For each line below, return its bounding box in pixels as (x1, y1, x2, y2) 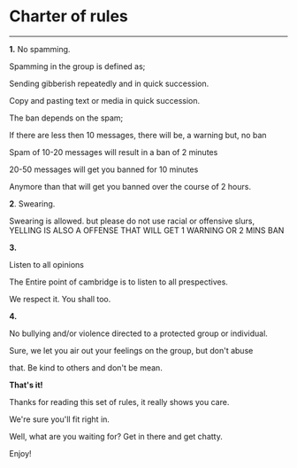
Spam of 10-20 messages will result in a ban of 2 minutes (9, 146, 218, 157)
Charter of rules (9, 6, 128, 27)
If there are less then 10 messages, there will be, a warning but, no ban (9, 129, 267, 140)
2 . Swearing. (9, 198, 56, 209)
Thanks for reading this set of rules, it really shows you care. (9, 396, 230, 407)
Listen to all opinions (9, 259, 84, 269)
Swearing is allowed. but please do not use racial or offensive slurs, (9, 215, 255, 226)
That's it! (9, 379, 43, 390)
